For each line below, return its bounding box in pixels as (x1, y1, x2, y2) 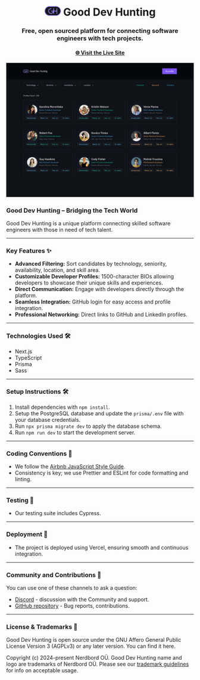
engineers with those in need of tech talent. (6, 226, 113, 233)
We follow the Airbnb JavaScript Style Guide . (14, 463, 126, 470)
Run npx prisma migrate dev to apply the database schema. (14, 422, 162, 430)
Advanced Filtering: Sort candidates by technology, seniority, (14, 260, 167, 268)
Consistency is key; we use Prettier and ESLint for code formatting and (14, 469, 189, 477)
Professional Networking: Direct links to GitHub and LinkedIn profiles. (14, 311, 187, 318)
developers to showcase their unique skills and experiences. (14, 279, 164, 286)
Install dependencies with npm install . (14, 403, 110, 411)
